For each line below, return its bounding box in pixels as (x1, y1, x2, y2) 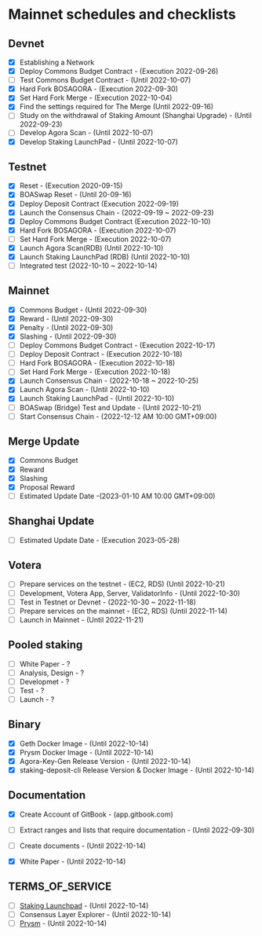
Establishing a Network (19, 57, 95, 67)
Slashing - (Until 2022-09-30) (19, 332, 117, 341)
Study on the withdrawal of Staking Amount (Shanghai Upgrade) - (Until (19, 111, 253, 120)
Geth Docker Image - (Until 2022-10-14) (19, 739, 149, 748)
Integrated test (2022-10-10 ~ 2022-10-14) (19, 261, 158, 270)
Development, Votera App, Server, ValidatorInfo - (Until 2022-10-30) (19, 588, 241, 598)
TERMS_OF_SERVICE (8, 880, 112, 894)
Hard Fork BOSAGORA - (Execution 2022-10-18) (19, 358, 176, 368)
